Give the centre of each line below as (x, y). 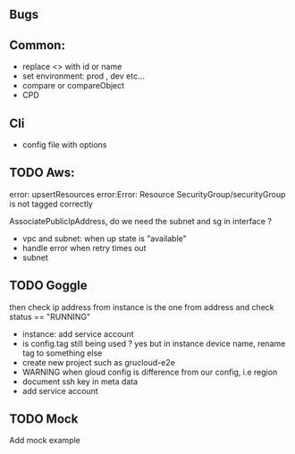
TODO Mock (44, 419)
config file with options (64, 145)
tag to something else (62, 353)
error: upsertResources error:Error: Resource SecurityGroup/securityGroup (147, 194)
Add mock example (45, 441)
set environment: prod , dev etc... (83, 76)
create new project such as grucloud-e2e (99, 362)
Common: (37, 45)
